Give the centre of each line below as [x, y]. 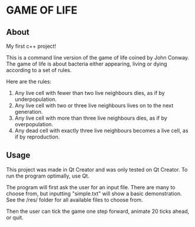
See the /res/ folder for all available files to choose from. [74, 200]
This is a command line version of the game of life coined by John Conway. [98, 57]
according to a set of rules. [39, 70]
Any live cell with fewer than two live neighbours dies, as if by [90, 93]
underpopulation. [36, 99]
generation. [29, 112]
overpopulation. [34, 124]
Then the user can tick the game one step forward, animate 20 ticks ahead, [98, 211]
